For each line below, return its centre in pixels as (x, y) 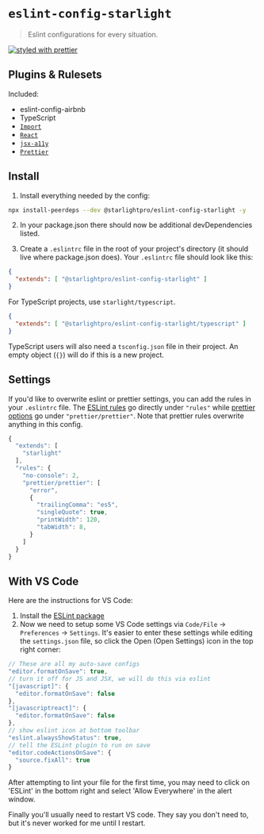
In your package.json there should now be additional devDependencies (136, 225)
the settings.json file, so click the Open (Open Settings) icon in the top (136, 641)
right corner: (40, 650)
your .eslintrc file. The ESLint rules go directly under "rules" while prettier (132, 407)
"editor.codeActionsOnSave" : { (60, 752)
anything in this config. (46, 424)
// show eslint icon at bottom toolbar (74, 731)
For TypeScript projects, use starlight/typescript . (92, 302)
